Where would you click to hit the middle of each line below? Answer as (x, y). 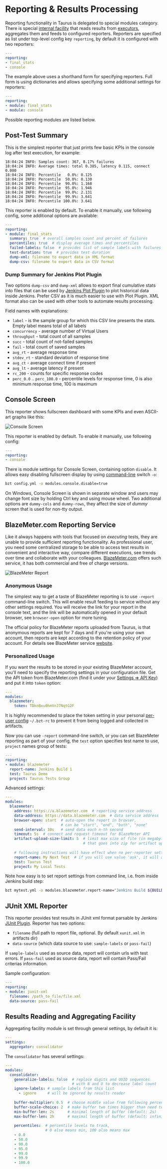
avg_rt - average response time (45, 352)
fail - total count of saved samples (49, 347)
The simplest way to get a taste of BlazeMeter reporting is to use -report (80, 596)
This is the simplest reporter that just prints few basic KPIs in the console (80, 147)
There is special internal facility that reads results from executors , (72, 28)
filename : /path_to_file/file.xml (45, 996)
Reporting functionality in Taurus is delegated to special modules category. (82, 23)
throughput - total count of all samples (51, 336)
